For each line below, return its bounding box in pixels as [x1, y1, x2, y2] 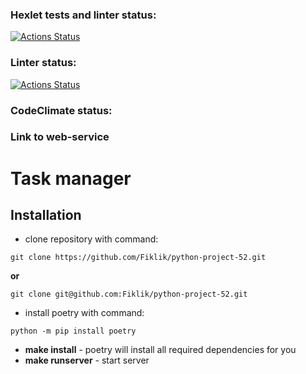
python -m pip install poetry [10, 326, 137, 337]
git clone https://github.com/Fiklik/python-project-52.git [10, 253, 267, 263]
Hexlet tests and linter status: [10, 8, 157, 22]
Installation [10, 207, 82, 224]
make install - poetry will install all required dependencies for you [24, 344, 297, 356]
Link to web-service [10, 130, 110, 144]
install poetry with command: [24, 307, 145, 319]
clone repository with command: [24, 233, 159, 245]
